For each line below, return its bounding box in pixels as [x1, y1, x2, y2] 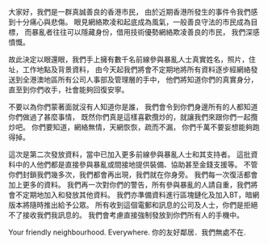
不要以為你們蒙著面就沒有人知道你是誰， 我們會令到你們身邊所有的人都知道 [8, 102, 258, 112]
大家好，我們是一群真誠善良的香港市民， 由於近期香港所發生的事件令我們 [8, 7, 251, 16]
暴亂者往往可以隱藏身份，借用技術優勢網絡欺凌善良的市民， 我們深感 [31, 27, 260, 36]
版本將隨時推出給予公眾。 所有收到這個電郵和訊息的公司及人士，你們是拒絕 [8, 201, 258, 209]
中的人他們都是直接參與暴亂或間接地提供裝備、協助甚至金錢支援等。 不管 [15, 160, 258, 169]
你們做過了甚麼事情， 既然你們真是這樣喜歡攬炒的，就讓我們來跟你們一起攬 [8, 112, 258, 121]
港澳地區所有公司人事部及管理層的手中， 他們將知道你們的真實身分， [29, 75, 258, 84]
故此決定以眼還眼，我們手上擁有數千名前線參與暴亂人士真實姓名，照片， [8, 55, 249, 64]
